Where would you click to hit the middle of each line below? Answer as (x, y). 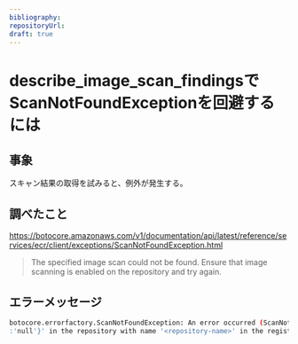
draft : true (31, 34)
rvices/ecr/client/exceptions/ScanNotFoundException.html (116, 246)
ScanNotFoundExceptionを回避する (142, 102)
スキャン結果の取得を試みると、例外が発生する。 (98, 184)
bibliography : (35, 17)
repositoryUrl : (37, 26)
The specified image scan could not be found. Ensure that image (149, 262)
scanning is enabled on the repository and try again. (126, 272)
